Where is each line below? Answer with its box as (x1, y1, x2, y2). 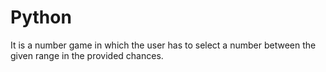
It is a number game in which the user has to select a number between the (10, 39, 317, 51)
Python (10, 6, 72, 29)
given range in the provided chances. (10, 49, 164, 61)
